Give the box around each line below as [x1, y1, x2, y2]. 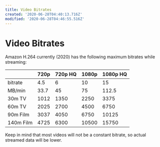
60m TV [7, 103, 27, 110]
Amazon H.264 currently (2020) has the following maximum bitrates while [5, 54, 155, 60]
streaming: [5, 59, 27, 65]
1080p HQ [102, 71, 127, 78]
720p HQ [55, 71, 77, 78]
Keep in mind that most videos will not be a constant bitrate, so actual [5, 132, 146, 138]
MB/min [7, 87, 26, 94]
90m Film [7, 111, 30, 118]
